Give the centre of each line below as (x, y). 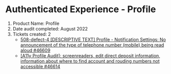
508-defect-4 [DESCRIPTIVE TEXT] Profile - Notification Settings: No (93, 40)
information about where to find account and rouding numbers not (90, 61)
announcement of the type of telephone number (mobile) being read (92, 45)
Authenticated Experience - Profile (81, 9)
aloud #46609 (35, 50)
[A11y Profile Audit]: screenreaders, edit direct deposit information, (90, 55)
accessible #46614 (40, 66)
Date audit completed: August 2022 (50, 28)
